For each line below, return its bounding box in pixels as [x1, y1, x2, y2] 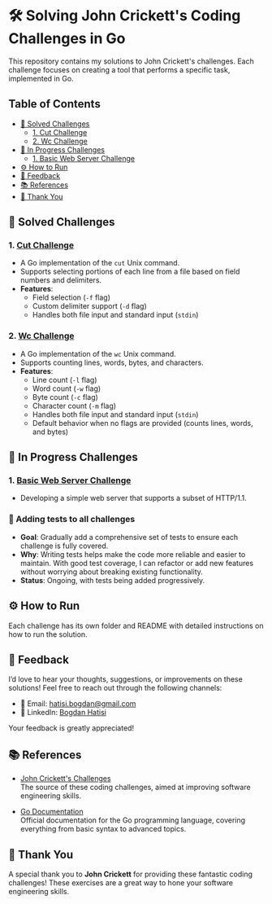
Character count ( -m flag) [32, 401, 116, 410]
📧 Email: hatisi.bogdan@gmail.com [19, 699, 136, 709]
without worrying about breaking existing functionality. [19, 567, 203, 577]
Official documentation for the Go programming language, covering [19, 815, 246, 825]
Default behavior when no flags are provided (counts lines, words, [32, 418, 253, 428]
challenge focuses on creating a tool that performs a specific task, [8, 64, 231, 74]
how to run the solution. [8, 629, 88, 639]
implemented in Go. [8, 73, 75, 83]
